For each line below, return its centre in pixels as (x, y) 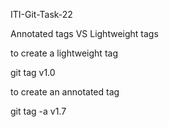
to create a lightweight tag (64, 53)
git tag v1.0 (33, 72)
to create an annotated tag (65, 92)
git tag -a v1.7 (38, 111)
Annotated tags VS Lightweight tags (84, 33)
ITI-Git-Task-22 (41, 14)
